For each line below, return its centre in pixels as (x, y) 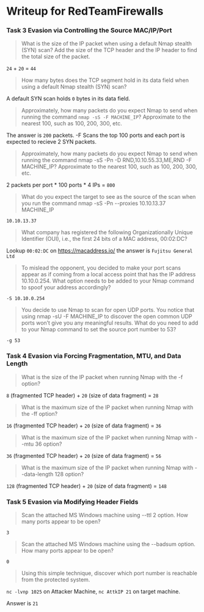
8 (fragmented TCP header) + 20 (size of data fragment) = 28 (82, 395)
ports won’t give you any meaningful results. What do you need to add (110, 323)
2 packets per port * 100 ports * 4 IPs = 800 (61, 185)
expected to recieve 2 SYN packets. (51, 142)
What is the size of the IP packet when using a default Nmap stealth (107, 43)
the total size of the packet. (56, 57)
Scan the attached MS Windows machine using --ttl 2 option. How (104, 515)
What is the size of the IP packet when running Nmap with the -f (102, 377)
